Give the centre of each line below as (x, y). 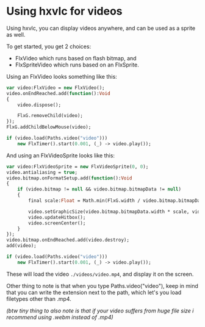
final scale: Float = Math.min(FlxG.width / (84, 201)
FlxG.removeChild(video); (50, 116)
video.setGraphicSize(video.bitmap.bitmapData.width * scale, (109, 212)
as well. (16, 34)
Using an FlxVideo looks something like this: (62, 76)
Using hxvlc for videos (65, 11)
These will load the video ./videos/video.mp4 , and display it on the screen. (100, 274)
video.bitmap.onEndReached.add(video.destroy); (68, 240)
